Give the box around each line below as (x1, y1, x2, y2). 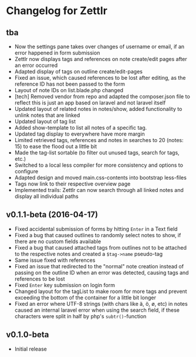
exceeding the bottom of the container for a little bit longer (14, 294, 157, 301)
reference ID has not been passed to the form (14, 80, 125, 87)
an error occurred (14, 62, 58, 69)
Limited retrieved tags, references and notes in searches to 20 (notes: (14, 137, 184, 143)
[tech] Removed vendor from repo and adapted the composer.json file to (14, 93, 191, 100)
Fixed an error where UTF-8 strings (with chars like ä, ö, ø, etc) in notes (14, 300, 188, 307)
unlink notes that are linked (14, 112, 80, 119)
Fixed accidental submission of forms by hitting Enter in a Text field (14, 225, 178, 233)
